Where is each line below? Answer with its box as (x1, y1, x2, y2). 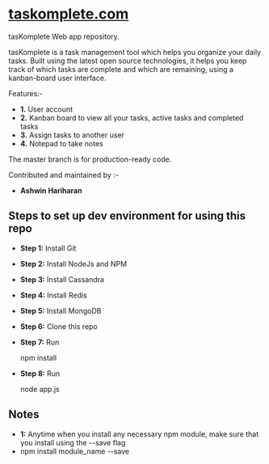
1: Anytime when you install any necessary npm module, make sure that (19, 429, 259, 439)
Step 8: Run (19, 369, 61, 378)
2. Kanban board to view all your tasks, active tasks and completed (19, 112, 244, 122)
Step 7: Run (19, 337, 60, 347)
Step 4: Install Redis (19, 290, 87, 300)
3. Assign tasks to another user (19, 130, 125, 140)
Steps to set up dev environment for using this (8, 209, 246, 223)
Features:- (8, 88, 43, 98)
